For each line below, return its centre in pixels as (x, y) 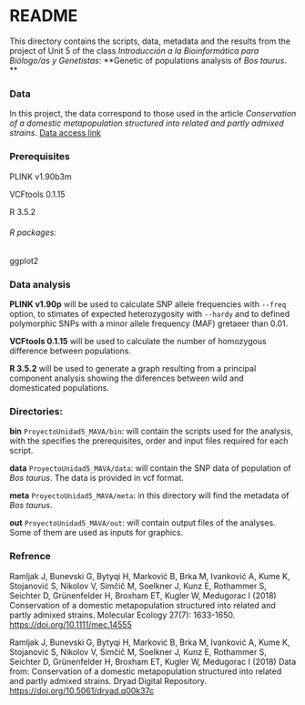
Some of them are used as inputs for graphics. (97, 533)
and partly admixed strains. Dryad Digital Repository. (108, 680)
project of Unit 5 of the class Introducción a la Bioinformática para (134, 50)
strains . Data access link (56, 133)
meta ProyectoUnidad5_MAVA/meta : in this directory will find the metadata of (149, 496)
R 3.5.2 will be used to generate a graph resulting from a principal (133, 369)
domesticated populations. (59, 388)
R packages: (33, 232)
